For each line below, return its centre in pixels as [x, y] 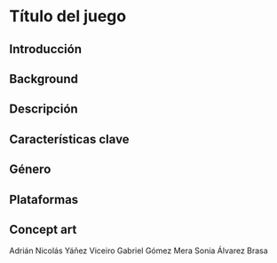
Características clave [70, 139]
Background [44, 78]
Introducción [46, 49]
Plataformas [44, 200]
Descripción [44, 109]
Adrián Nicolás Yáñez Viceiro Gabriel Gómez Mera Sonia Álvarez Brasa [138, 251]
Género [30, 170]
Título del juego [68, 16]
